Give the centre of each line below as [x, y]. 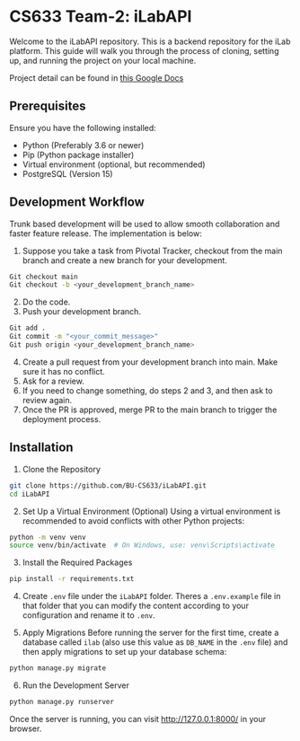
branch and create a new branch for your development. [124, 260]
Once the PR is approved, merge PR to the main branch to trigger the [150, 410]
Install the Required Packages [77, 562]
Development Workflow [77, 203]
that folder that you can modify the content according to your [136, 606]
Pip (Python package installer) [78, 154]
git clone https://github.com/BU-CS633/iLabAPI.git [108, 485]
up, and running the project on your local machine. [103, 60]
